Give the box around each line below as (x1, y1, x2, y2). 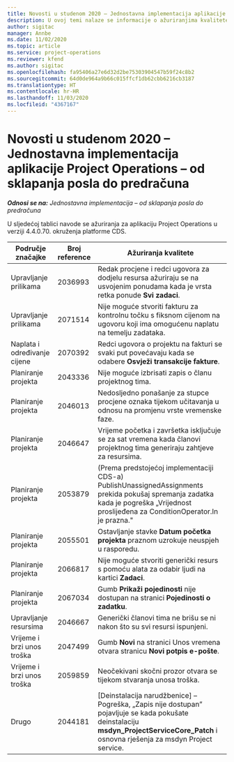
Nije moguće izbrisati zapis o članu (97, 368, 212, 378)
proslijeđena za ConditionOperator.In (97, 507, 219, 516)
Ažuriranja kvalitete (127, 248, 194, 257)
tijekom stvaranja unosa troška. (97, 675, 200, 685)
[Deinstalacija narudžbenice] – (97, 690, 198, 700)
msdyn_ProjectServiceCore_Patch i (97, 725, 218, 735)
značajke (15, 252, 47, 262)
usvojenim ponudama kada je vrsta (97, 281, 212, 291)
